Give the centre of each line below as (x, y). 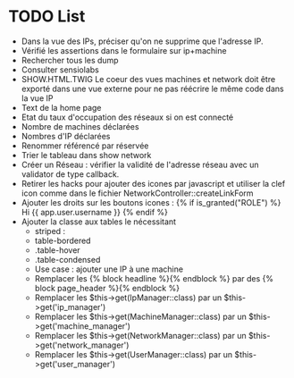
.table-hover (58, 250)
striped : (50, 231)
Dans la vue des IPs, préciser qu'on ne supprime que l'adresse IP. (142, 41)
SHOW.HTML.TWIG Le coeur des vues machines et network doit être (148, 79)
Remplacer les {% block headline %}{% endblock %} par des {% (154, 278)
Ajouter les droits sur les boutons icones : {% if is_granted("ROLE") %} (151, 202)
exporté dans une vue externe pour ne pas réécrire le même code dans (152, 88)
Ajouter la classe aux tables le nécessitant (98, 222)
